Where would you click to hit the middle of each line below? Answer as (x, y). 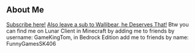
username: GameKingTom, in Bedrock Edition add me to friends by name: (97, 37)
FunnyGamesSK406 (31, 43)
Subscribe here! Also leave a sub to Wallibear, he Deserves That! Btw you (97, 24)
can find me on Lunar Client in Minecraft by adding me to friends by (91, 31)
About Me (25, 10)
